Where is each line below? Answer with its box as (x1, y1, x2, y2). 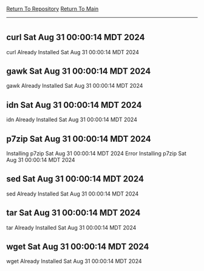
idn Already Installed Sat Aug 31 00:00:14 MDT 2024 (6, 116, 138, 124)
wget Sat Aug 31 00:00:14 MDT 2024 (6, 242, 149, 252)
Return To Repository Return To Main (6, 5, 99, 12)
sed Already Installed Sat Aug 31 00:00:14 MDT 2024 (6, 190, 139, 197)
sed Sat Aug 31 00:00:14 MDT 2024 (6, 174, 144, 185)
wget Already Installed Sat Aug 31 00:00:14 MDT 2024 (6, 258, 142, 265)
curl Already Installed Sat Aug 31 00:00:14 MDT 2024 (6, 48, 140, 55)
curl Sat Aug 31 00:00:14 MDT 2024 (6, 32, 145, 43)
